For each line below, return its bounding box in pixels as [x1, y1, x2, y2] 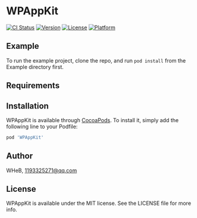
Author [6, 151, 33, 161]
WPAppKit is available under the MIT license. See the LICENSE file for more [6, 200, 192, 207]
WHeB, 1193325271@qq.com [6, 167, 78, 174]
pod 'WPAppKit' [6, 134, 44, 141]
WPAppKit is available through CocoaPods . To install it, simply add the [6, 116, 179, 123]
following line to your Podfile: [6, 123, 78, 130]
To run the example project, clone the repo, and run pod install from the [6, 57, 186, 64]
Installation [6, 101, 49, 111]
